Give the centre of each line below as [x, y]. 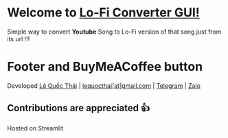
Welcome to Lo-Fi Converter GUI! [104, 13]
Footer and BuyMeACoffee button [105, 67]
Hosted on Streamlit [35, 128]
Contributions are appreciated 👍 [79, 108]
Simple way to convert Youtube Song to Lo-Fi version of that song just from [114, 32]
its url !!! [19, 38]
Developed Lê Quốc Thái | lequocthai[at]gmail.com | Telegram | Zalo [104, 85]
